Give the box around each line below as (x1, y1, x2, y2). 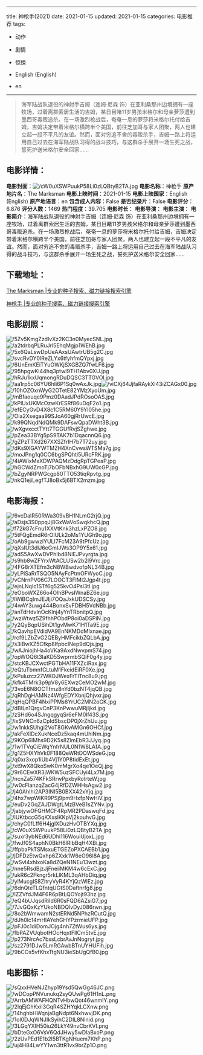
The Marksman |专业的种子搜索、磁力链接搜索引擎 (6, 287, 132, 294)
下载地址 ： (6, 270, 47, 280)
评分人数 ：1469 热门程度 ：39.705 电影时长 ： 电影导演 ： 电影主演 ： (21, 205, 190, 212)
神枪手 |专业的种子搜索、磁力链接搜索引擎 (6, 300, 111, 307)
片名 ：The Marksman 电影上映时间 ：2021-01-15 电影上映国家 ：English (11, 190, 188, 197)
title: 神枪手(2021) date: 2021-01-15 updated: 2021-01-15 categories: (6, 13, 176, 20)
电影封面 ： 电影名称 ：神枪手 (6, 182, 182, 190)
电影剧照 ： (6, 319, 47, 330)
